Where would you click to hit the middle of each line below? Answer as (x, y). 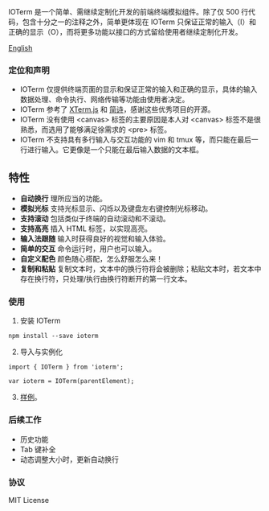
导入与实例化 (41, 352)
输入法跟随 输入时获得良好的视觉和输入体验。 (95, 239)
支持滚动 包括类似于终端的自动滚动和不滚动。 (95, 219)
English (20, 48)
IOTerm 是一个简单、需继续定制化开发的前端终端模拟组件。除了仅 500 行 (128, 12)
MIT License (29, 500)
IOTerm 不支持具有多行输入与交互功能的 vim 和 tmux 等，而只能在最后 (135, 140)
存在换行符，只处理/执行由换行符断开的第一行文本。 (106, 279)
